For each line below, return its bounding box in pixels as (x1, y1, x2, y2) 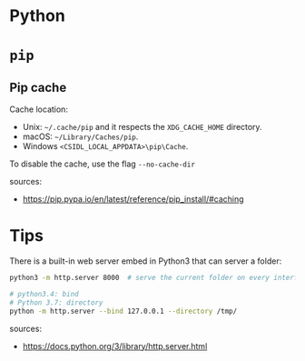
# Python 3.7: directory (9, 297, 103, 307)
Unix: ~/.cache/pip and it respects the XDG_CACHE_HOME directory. (22, 122, 262, 133)
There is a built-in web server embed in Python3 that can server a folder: (9, 256, 282, 266)
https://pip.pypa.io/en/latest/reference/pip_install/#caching (22, 194, 244, 205)
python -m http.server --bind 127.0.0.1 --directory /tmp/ (9, 306, 238, 316)
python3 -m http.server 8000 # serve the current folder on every (9, 274, 271, 283)
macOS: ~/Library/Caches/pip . (22, 131, 139, 142)
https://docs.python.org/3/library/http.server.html (22, 340, 208, 351)
